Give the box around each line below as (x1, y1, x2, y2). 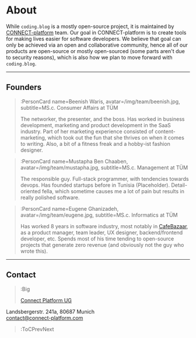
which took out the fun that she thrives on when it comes (47, 134, 185, 141)
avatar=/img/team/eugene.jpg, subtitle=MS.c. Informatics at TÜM (20, 211, 178, 218)
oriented (20, 187, 41, 194)
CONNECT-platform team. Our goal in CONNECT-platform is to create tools (6, 29, 187, 36)
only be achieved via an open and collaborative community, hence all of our (6, 41, 188, 48)
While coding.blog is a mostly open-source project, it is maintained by (6, 23, 174, 30)
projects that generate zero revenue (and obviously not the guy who (20, 241, 184, 248)
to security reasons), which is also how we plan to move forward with (6, 54, 173, 61)
